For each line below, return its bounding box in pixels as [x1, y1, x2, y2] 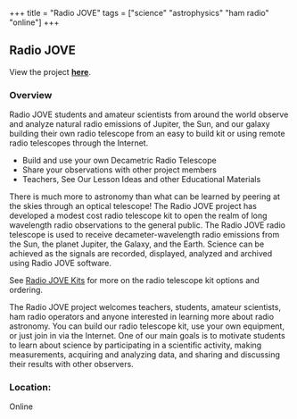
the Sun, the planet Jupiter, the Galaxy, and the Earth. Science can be [9, 239, 265, 249]
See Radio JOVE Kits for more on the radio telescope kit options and [9, 275, 260, 286]
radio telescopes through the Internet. [9, 138, 149, 148]
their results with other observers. [9, 359, 134, 370]
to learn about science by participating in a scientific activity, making [9, 339, 262, 351]
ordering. [9, 285, 43, 296]
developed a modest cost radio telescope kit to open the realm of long [9, 210, 268, 222]
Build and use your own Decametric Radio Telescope [21, 155, 217, 166]
